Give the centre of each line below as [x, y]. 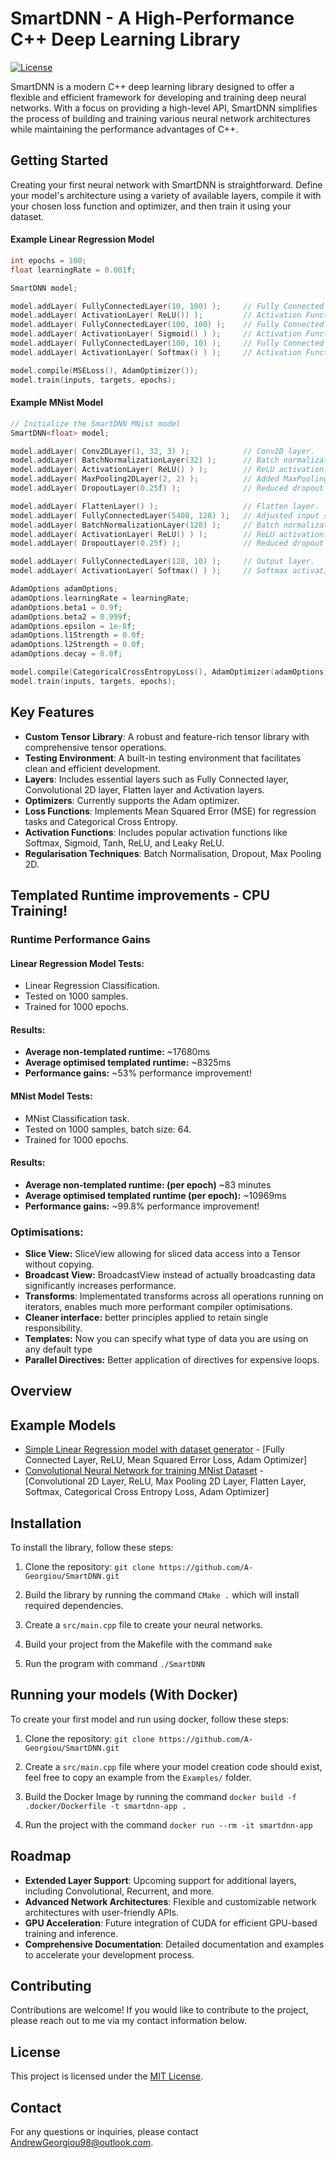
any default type [58, 1349]
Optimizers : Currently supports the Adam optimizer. [132, 800]
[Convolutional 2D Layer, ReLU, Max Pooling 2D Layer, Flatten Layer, [165, 1481]
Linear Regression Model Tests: [77, 963]
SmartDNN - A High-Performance [152, 18]
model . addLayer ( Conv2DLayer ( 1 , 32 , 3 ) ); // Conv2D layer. [162, 451]
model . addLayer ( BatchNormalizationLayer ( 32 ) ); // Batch [145, 460]
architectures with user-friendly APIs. [102, 1912]
